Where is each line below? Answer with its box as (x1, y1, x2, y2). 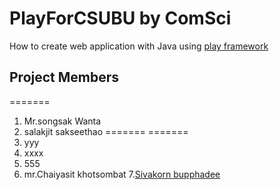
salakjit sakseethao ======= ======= (23, 125, 189, 137)
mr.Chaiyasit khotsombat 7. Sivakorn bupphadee (23, 168, 221, 180)
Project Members (9, 69, 120, 86)
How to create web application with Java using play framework (9, 40, 269, 52)
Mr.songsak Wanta (23, 115, 102, 127)
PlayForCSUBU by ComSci (9, 7, 232, 30)
